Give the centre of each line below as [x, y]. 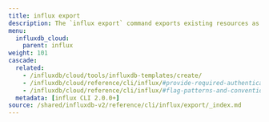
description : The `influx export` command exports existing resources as [134, 23]
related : [30, 68]
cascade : [23, 61]
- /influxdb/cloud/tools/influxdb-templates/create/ [112, 75]
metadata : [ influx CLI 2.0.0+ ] [68, 98]
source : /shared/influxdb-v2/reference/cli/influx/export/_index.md [125, 105]
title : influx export [44, 16]
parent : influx [48, 46]
